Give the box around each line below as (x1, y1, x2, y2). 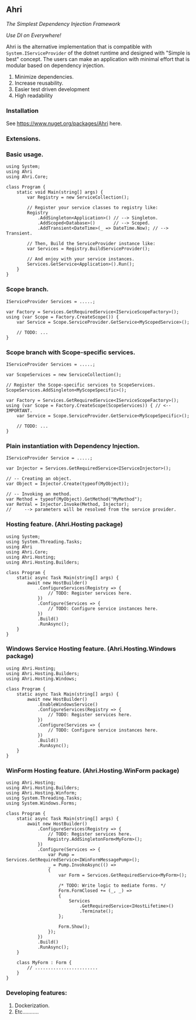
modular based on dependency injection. (6, 62, 105, 69)
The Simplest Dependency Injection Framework (6, 20, 121, 27)
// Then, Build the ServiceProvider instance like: (27, 241, 156, 247)
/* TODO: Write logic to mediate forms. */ (58, 883, 166, 889)
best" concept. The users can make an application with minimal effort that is (6, 55, 190, 62)
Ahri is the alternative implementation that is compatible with (6, 43, 152, 50)
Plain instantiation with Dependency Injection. (6, 442, 140, 450)
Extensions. (6, 135, 41, 143)
